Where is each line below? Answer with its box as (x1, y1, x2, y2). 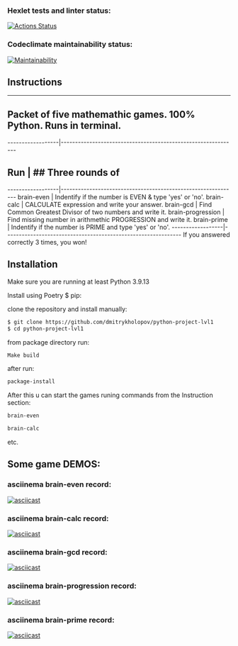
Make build (7, 352, 40, 359)
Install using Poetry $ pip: (7, 291, 82, 299)
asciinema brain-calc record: (7, 513, 109, 523)
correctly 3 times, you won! (7, 238, 87, 247)
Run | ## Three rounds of (7, 166, 120, 179)
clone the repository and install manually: (7, 304, 127, 313)
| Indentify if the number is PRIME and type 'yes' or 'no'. (7, 223, 171, 232)
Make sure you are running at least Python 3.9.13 (7, 277, 150, 286)
